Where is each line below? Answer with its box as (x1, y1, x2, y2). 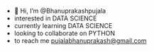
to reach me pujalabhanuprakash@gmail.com (13, 37, 147, 45)
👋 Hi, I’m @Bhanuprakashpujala (13, 7, 106, 15)
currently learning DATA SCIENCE (13, 22, 113, 30)
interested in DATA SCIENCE (13, 14, 97, 22)
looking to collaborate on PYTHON (13, 29, 116, 37)
